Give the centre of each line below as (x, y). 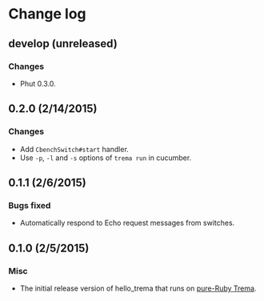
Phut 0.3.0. (38, 83)
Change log (47, 14)
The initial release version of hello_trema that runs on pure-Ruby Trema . (138, 288)
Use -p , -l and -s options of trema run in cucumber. (106, 158)
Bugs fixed (30, 205)
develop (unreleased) (63, 44)
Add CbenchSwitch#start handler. (74, 149)
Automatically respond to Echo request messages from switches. (127, 223)
